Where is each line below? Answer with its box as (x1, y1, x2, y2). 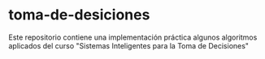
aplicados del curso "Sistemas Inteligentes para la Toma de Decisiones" (8, 40, 250, 50)
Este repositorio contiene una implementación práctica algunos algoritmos (8, 32, 258, 42)
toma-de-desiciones (8, 6, 150, 24)
